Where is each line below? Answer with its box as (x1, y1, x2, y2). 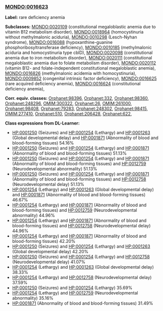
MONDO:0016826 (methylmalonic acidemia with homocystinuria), (5, 71, 137, 76)
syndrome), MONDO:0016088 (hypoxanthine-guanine (5, 39, 113, 45)
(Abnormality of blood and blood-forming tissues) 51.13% (12, 150, 127, 156)
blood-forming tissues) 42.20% (12, 238, 76, 244)
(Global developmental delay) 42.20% (12, 249, 89, 255)
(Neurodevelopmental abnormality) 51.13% (12, 166, 97, 172)
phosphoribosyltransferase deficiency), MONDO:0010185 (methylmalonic (5, 45, 152, 51)
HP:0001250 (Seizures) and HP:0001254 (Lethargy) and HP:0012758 (12, 254, 150, 260)
